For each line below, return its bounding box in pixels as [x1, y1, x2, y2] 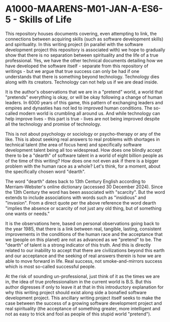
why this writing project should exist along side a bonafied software [5, 289, 147, 295]
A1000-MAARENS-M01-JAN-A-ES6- [5, 3, 163, 15]
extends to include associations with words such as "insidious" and [5, 194, 146, 200]
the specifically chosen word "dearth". [5, 168, 86, 175]
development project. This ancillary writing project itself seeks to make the [5, 295, 161, 301]
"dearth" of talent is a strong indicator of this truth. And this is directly [5, 241, 151, 248]
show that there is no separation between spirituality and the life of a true [5, 52, 159, 58]
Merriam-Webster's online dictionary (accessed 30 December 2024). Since [5, 183, 163, 190]
